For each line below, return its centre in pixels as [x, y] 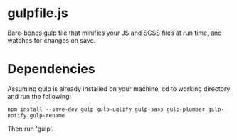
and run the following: [39, 96]
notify [17, 115]
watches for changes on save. [52, 40]
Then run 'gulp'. [31, 129]
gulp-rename [47, 115]
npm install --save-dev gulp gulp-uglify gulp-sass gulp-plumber [106, 109]
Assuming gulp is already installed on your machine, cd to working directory [119, 88]
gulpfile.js [38, 13]
